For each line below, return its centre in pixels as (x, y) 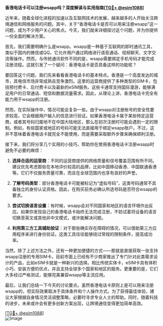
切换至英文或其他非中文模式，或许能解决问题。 (59, 218)
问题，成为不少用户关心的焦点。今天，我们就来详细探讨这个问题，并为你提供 (81, 30)
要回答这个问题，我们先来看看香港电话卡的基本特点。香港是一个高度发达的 (79, 75)
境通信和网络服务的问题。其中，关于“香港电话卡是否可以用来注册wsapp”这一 (81, 24)
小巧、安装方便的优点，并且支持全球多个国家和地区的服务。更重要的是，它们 (81, 269)
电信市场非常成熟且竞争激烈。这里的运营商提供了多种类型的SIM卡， (85, 81)
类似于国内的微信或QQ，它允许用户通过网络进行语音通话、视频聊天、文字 (78, 52)
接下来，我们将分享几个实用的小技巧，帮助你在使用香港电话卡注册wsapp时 (80, 144)
